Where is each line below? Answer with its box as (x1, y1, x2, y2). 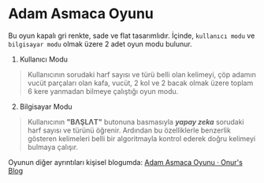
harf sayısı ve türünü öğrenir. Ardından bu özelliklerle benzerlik (27, 125, 231, 135)
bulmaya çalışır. (27, 142, 79, 151)
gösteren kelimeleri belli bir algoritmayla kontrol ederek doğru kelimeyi (27, 133, 256, 143)
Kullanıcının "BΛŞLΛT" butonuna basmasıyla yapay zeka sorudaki (27, 117, 244, 126)
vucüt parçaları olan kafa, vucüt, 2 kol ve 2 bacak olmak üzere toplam (27, 78, 254, 88)
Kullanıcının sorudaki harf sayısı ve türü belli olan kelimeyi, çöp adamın (27, 69, 256, 79)
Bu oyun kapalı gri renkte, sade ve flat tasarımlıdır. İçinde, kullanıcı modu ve (8, 31, 255, 40)
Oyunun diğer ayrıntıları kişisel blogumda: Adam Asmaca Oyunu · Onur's (8, 157, 243, 166)
